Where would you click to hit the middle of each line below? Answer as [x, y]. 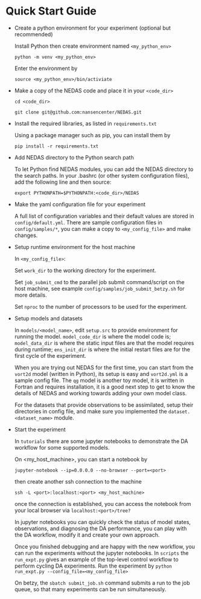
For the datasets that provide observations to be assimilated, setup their [104, 405]
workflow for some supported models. [62, 447]
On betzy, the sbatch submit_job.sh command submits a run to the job [102, 583]
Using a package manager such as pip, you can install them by [92, 135]
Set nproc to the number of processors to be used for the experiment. [101, 306]
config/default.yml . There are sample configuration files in [88, 222]
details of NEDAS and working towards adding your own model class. [101, 393]
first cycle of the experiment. [50, 355]
